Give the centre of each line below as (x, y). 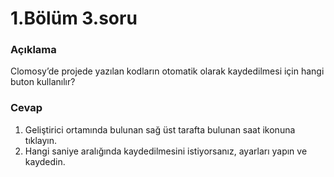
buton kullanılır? (43, 82)
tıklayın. (41, 140)
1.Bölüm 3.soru (74, 18)
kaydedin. (45, 161)
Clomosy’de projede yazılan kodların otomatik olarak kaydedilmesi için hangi (167, 71)
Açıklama (33, 50)
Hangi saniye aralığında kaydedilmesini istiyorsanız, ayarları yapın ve (166, 151)
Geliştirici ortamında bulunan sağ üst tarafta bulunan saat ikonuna (160, 129)
